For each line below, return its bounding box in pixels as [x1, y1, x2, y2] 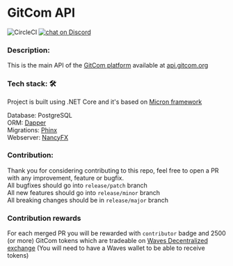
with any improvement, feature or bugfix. [7, 173, 124, 182]
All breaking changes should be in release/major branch [7, 196, 169, 204]
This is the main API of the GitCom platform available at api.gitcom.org [7, 61, 209, 70]
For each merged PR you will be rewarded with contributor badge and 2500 [7, 229, 226, 237]
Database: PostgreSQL [7, 111, 73, 119]
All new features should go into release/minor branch [7, 188, 161, 196]
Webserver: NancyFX [7, 133, 69, 141]
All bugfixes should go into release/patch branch [7, 181, 148, 189]
